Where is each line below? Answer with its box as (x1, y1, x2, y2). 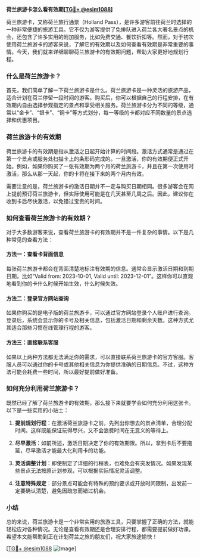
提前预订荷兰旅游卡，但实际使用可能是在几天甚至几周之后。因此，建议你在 (11, 190, 194, 197)
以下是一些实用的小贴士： (6, 407, 69, 414)
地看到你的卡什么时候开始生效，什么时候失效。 (6, 280, 121, 287)
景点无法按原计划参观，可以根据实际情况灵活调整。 (20, 467, 146, 474)
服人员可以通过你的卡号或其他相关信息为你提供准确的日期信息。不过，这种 (6, 361, 189, 368)
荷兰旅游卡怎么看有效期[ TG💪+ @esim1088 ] (6, 6, 113, 13)
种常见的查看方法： (6, 235, 54, 243)
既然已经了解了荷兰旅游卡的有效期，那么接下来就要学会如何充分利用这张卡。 (6, 399, 194, 406)
